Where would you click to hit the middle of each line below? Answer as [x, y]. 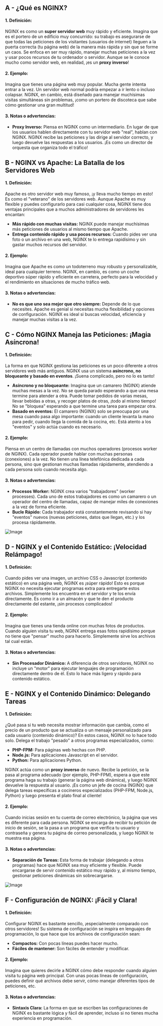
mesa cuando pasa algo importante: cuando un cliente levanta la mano [83, 416]
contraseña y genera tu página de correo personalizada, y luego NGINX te [80, 833]
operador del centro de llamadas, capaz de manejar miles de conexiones [85, 502]
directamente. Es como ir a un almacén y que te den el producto [69, 599]
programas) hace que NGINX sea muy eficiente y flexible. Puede [77, 865]
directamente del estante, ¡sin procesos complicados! [59, 604]
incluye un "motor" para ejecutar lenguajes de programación [73, 668]
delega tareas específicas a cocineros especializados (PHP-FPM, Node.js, [79, 790]
